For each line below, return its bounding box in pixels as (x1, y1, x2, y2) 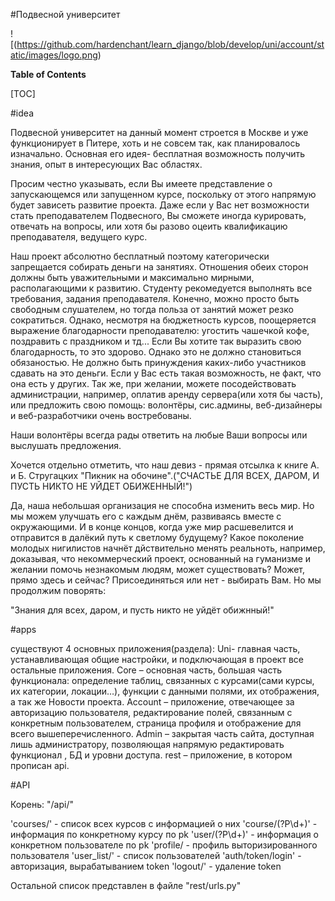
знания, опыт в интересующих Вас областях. (10, 159, 203, 170)
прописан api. (10, 760, 70, 771)
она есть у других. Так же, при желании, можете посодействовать (10, 378, 297, 389)
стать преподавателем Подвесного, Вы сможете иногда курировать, (10, 210, 307, 221)
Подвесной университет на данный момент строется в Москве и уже (10, 127, 309, 138)
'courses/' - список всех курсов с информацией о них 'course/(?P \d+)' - (10, 818, 318, 829)
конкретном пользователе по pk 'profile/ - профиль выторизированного (10, 839, 318, 851)
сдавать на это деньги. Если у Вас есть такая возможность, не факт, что (10, 367, 322, 379)
